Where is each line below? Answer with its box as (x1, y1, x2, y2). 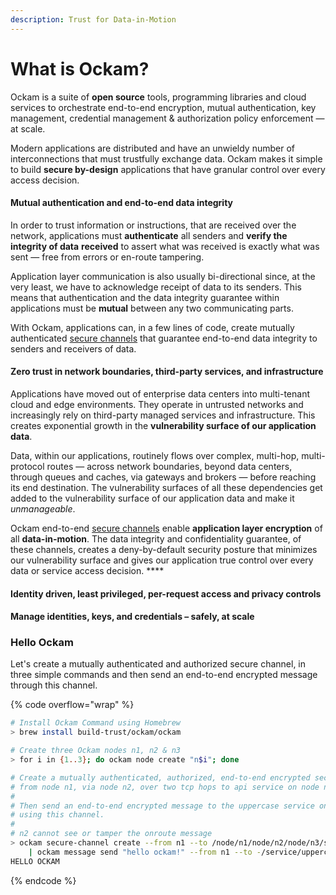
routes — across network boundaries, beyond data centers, (46, 460, 293, 472)
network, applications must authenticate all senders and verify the (10, 229, 288, 241)
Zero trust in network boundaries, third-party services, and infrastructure (10, 366, 324, 378)
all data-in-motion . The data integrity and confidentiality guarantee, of (10, 532, 302, 545)
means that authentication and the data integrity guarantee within (10, 291, 280, 303)
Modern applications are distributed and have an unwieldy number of (10, 142, 295, 154)
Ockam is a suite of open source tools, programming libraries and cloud (10, 91, 307, 103)
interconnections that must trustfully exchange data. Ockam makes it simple (10, 152, 323, 165)
